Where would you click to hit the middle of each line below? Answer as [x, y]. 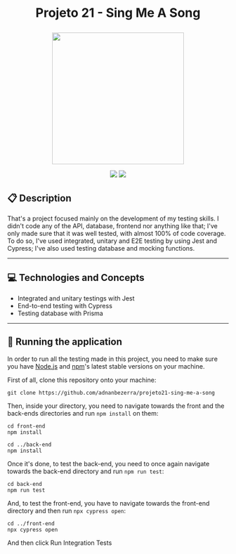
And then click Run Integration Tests [60, 543]
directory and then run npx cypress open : [67, 510]
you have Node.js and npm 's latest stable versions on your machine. [106, 366]
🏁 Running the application [65, 342]
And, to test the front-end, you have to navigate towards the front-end [109, 503]
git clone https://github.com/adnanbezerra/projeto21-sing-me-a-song [111, 393]
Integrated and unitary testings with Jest [76, 298]
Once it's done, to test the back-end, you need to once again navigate [109, 463]
